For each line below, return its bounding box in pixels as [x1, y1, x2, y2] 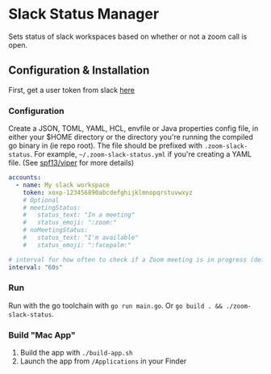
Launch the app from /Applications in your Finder [19, 356, 187, 366]
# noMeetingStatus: [23, 226, 89, 234]
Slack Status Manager [8, 5, 160, 23]
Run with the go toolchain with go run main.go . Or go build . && [8, 300, 223, 310]
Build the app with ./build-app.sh [19, 348, 133, 358]
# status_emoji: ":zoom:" [23, 219, 117, 227]
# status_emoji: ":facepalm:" [23, 241, 131, 249]
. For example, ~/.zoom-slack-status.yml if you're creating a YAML [29, 149, 252, 159]
